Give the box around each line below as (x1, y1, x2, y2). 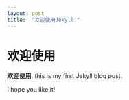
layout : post (7, 10, 45, 17)
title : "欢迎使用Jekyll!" (7, 16, 80, 23)
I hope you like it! (7, 86, 56, 94)
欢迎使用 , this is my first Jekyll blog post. (7, 72, 123, 80)
